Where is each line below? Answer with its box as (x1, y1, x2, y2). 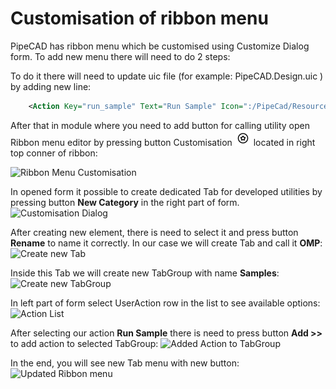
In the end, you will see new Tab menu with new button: (10, 357, 240, 369)
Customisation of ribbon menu (10, 7, 269, 30)
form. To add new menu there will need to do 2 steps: (10, 50, 231, 62)
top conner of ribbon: (10, 147, 98, 159)
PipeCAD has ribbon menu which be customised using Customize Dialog (10, 40, 310, 52)
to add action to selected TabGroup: (10, 337, 159, 349)
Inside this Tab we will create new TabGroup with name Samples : (10, 267, 280, 279)
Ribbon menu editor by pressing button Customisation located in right (10, 136, 316, 148)
